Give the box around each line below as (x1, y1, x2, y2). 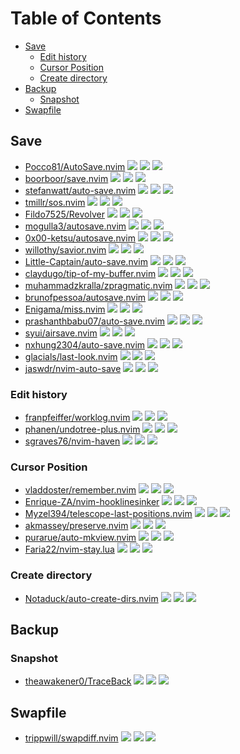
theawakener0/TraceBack (24, 675, 132, 687)
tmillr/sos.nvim (24, 196, 86, 208)
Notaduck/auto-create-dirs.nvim (24, 592, 159, 604)
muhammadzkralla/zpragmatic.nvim (24, 279, 173, 291)
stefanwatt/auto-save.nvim (24, 184, 137, 196)
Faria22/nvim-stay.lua (24, 543, 115, 556)
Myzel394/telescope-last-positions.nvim (24, 508, 193, 520)
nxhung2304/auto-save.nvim (24, 338, 146, 351)
